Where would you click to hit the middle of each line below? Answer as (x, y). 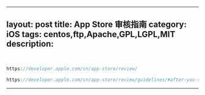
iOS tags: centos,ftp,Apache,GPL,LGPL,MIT (91, 34)
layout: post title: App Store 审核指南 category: (97, 25)
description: (30, 44)
